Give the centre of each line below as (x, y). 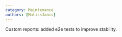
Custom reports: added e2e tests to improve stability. (61, 29)
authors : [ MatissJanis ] (31, 15)
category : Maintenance (29, 10)
